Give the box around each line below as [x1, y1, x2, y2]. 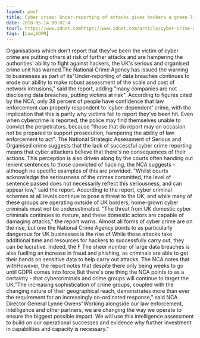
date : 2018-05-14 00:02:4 [6, 20, 70, 26]
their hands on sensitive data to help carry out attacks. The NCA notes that [6, 256, 190, 263]
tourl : [6, 25, 23, 32]
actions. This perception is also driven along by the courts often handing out [6, 155, 193, 162]
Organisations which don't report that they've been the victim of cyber [6, 47, 179, 54]
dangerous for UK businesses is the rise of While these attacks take [6, 230, 173, 238]
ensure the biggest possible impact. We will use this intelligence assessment [6, 313, 194, 320]
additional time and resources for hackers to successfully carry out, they [6, 237, 185, 244]
